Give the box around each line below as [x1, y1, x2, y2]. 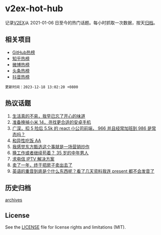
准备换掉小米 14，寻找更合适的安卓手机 [12, 119, 92, 125]
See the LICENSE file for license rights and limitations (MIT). [5, 224, 126, 230]
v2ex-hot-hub [5, 3, 64, 14]
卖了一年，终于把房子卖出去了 [12, 162, 72, 168]
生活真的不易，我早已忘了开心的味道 [12, 113, 86, 119]
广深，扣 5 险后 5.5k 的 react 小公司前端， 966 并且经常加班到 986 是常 [12, 125, 157, 131]
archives [5, 197, 23, 203]
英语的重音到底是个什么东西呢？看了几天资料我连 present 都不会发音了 [12, 168, 155, 174]
